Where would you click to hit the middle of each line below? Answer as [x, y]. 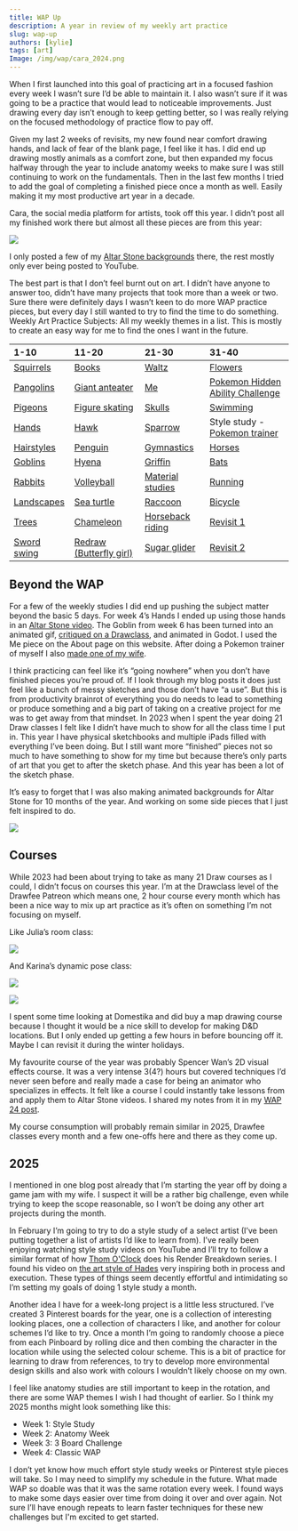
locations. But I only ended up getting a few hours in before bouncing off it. [146, 1035]
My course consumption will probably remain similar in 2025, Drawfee [137, 1126]
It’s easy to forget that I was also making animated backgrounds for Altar [142, 792]
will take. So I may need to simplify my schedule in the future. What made [143, 1479]
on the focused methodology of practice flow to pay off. [111, 122]
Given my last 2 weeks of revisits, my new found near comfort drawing [138, 139]
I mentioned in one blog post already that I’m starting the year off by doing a [148, 1185]
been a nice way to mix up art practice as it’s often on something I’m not [141, 905]
